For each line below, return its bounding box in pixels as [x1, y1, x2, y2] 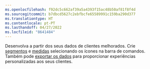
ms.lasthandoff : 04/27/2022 [5, 25, 62, 30]
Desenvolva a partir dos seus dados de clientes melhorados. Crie [5, 43, 136, 49]
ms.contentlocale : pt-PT [5, 20, 55, 26]
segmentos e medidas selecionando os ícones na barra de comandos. [5, 48, 146, 54]
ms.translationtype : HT [5, 16, 53, 21]
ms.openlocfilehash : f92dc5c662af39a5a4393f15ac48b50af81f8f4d [5, 7, 136, 12]
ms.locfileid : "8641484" [5, 30, 55, 34]
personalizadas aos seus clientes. [5, 59, 73, 64]
